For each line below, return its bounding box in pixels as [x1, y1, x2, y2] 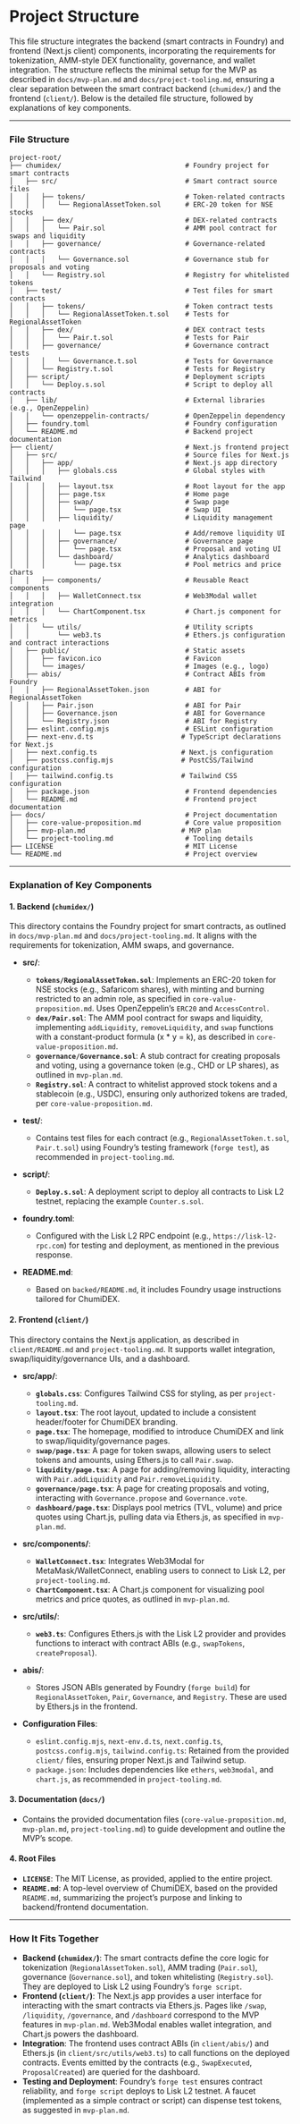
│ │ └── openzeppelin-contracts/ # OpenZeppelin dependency [9, 411, 286, 421]
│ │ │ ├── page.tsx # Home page [9, 490, 229, 499]
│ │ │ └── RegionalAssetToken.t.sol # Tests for [9, 310, 229, 319]
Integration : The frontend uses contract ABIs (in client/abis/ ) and [21, 2038, 270, 2049]
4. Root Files [9, 1853, 56, 1864]
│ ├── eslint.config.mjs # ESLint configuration [9, 724, 274, 734]
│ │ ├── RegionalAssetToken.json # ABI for [9, 686, 221, 695]
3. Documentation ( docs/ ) [9, 1794, 105, 1805]
